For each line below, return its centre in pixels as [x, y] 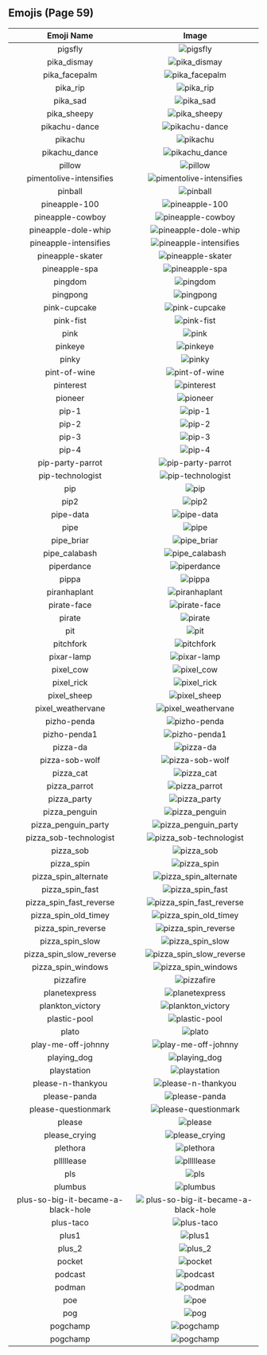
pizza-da [70, 747]
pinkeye [70, 346]
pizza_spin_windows [70, 967]
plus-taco [70, 1222]
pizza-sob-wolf [70, 760]
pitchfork [70, 644]
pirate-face [70, 605]
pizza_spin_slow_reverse [70, 954]
